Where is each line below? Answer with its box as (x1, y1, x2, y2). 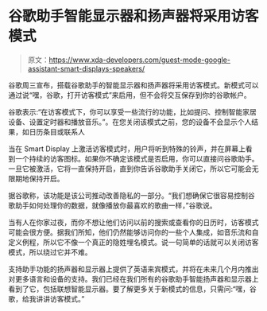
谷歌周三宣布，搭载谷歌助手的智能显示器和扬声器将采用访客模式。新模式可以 (8, 80, 259, 90)
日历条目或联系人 (29, 126, 85, 136)
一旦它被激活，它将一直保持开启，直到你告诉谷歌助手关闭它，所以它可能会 (8, 164, 252, 173)
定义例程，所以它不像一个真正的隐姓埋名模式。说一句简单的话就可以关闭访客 (8, 237, 259, 247)
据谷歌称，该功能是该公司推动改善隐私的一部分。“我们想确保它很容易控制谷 (8, 190, 256, 200)
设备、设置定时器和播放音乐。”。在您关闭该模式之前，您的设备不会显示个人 (8, 117, 252, 126)
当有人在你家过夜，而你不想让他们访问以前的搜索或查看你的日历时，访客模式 (8, 217, 259, 227)
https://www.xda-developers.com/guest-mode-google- (48, 55, 230, 64)
